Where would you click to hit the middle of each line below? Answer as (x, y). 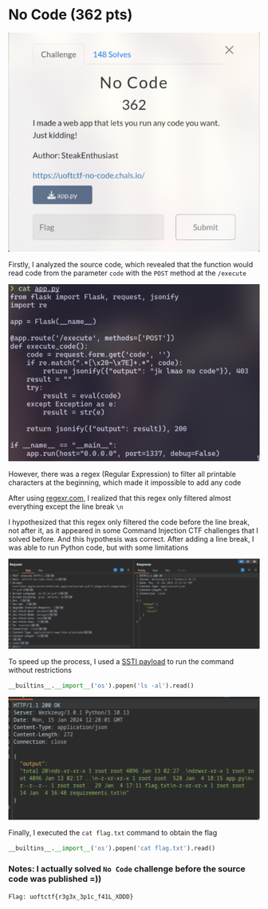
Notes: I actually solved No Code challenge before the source (127, 868)
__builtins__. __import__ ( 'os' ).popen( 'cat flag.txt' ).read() (112, 849)
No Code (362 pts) (71, 15)
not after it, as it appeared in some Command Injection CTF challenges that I (134, 531)
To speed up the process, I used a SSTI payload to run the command (121, 661)
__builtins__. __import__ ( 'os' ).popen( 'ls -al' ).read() (101, 686)
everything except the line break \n (66, 507)
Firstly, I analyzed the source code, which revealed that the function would (131, 265)
